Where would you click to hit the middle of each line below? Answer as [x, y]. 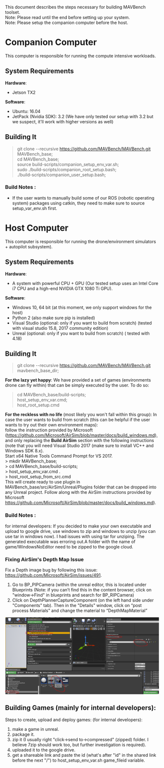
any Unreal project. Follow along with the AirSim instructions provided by [78, 492]
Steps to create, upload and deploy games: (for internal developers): [74, 720]
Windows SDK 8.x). [24, 451]
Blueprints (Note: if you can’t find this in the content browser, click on [82, 590]
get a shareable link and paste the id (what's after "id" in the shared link [84, 755]
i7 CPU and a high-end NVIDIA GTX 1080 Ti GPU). [62, 288]
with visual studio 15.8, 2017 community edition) [60, 328]
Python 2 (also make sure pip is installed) [53, 318]
